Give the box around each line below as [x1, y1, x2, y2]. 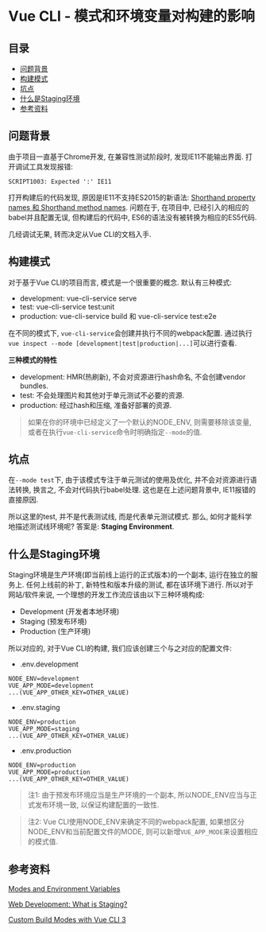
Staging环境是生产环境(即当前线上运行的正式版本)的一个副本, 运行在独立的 [8, 570, 252, 580]
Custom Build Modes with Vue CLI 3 [8, 915, 126, 925]
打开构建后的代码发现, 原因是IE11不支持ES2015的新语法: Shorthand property [8, 192, 256, 202]
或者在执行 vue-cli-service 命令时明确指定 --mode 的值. [27, 427, 202, 437]
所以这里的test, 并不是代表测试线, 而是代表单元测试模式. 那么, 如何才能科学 [8, 512, 253, 522]
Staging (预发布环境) [19, 617, 87, 627]
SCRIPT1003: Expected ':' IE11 [8, 177, 112, 185]
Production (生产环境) [19, 627, 91, 636]
